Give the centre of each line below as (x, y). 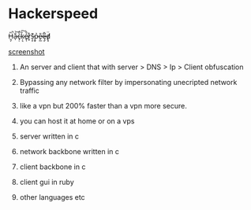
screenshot (26, 51)
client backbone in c (52, 167)
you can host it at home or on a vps (77, 121)
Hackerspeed (53, 14)
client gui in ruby (47, 182)
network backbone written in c (69, 151)
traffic (29, 90)
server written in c (49, 136)
